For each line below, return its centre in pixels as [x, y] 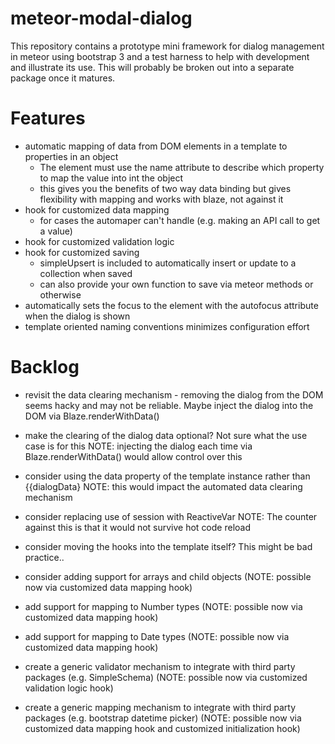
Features [48, 118]
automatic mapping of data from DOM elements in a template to [156, 146]
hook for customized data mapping [97, 209]
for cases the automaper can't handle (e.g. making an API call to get [180, 220]
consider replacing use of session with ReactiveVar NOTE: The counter [171, 516]
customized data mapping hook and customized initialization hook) [162, 728]
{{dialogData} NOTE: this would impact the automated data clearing [163, 486]
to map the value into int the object [111, 178]
